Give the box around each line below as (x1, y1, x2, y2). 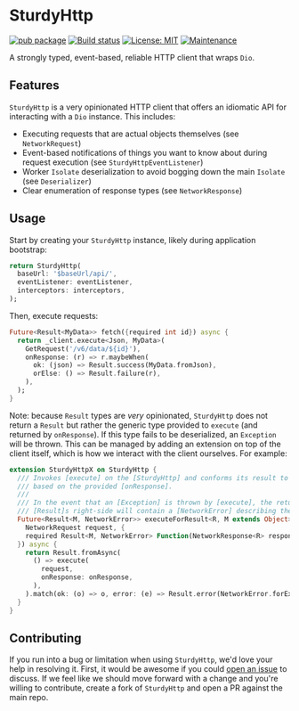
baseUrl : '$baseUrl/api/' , (17, 269, 117, 279)
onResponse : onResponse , (41, 573, 133, 582)
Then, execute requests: (9, 310, 99, 321)
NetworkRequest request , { (25, 523, 125, 532)
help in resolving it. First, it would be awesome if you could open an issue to (9, 664, 287, 674)
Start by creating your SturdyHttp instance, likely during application (9, 234, 256, 245)
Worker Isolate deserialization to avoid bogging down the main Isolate (21, 166, 286, 176)
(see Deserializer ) (21, 176, 92, 186)
